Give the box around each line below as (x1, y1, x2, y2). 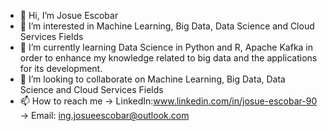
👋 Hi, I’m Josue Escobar (19, 10, 119, 21)
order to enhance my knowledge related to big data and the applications (19, 52, 318, 64)
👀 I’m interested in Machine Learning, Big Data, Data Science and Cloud (19, 20, 315, 32)
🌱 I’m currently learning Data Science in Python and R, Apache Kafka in (19, 41, 314, 53)
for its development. (19, 63, 103, 74)
